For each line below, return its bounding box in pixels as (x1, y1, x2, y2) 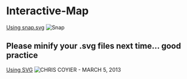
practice (6, 50, 38, 61)
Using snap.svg (6, 24, 45, 31)
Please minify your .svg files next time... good (6, 41, 182, 51)
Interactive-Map (6, 4, 89, 18)
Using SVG (6, 66, 33, 73)
